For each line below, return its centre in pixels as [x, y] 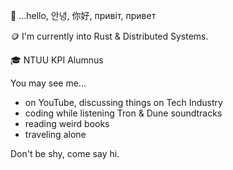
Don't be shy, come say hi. [65, 153]
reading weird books [67, 123]
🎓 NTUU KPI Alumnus [57, 60]
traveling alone [55, 134]
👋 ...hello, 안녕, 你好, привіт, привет [83, 15]
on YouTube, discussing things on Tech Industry [123, 102]
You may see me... [48, 83]
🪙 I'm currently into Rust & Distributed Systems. [109, 36]
